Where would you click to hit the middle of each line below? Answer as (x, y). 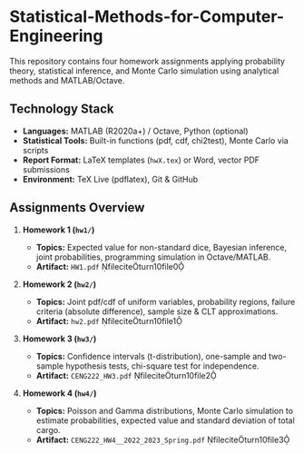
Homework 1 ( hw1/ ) (59, 230)
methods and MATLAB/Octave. (67, 80)
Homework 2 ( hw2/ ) (59, 284)
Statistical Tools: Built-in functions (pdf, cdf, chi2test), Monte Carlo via (155, 140)
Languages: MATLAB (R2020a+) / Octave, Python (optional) (135, 131)
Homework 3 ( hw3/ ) (59, 339)
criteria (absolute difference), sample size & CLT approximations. (157, 311)
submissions (46, 169)
